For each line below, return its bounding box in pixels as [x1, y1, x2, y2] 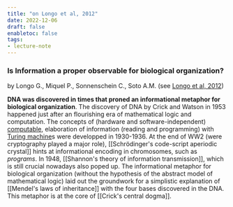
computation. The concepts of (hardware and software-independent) [7, 117, 206, 126]
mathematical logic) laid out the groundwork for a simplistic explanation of [7, 177, 220, 185]
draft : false [7, 23, 45, 30]
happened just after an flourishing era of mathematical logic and [7, 110, 192, 119]
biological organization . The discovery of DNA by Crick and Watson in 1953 [7, 103, 227, 111]
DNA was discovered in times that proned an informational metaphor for [7, 95, 221, 103]
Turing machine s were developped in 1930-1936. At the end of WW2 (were [7, 132, 223, 141]
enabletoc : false [7, 29, 58, 37]
